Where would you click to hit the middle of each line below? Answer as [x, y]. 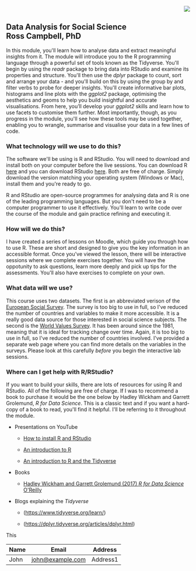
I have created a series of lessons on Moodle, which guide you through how [97, 242]
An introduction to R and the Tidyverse [70, 461]
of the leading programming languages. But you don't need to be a [86, 201]
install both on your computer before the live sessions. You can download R [97, 165]
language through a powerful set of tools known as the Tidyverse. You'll [92, 63]
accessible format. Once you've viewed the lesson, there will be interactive [96, 254]
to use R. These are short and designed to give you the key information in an [98, 248]
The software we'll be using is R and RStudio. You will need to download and [98, 159]
